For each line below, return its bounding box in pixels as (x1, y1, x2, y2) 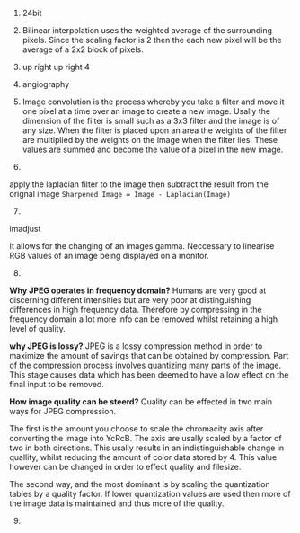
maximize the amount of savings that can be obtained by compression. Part (9, 351, 289, 360)
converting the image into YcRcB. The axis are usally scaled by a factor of (9, 433, 283, 443)
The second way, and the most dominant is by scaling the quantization (9, 479, 271, 489)
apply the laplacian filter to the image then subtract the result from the (9, 179, 269, 190)
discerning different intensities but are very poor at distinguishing (9, 295, 251, 305)
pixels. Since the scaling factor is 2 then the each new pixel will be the (22, 35, 282, 45)
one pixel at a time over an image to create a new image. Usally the (22, 106, 271, 116)
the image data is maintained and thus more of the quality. (9, 498, 225, 509)
